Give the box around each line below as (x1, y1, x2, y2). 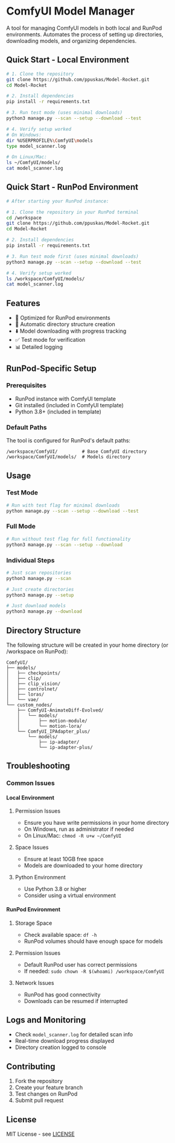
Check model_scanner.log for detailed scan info (14, 1031, 133, 1038)
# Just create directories (6, 586, 74, 592)
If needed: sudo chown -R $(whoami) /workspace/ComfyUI (24, 967, 165, 975)
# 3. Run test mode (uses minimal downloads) (6, 110, 122, 116)
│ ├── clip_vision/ (6, 681, 61, 687)
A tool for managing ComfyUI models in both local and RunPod (6, 24, 162, 32)
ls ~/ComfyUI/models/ (6, 159, 61, 166)
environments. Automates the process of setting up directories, (6, 30, 164, 38)
